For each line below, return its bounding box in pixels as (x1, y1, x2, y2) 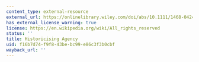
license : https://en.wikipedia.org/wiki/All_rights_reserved (6, 25, 161, 31)
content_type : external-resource (6, 8, 89, 15)
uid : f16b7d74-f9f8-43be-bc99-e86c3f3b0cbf (6, 42, 115, 48)
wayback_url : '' (6, 47, 46, 53)
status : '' (6, 31, 33, 37)
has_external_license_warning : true (6, 19, 97, 25)
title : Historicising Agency (6, 36, 78, 42)
